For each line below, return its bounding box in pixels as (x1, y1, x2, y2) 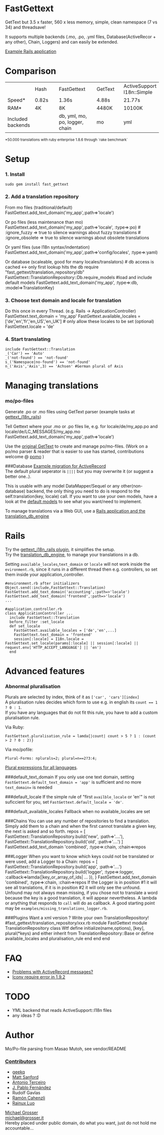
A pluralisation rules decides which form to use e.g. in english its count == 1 (5, 699, 158, 705)
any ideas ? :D (12, 1012, 41, 1019)
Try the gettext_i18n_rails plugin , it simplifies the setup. (5, 546, 116, 552)
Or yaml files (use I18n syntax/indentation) (5, 244, 90, 250)
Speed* (7, 96, 26, 103)
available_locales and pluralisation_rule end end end (5, 936, 110, 942)
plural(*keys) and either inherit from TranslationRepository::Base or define (5, 930, 154, 936)
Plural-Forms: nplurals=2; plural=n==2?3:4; (5, 756, 97, 761)
